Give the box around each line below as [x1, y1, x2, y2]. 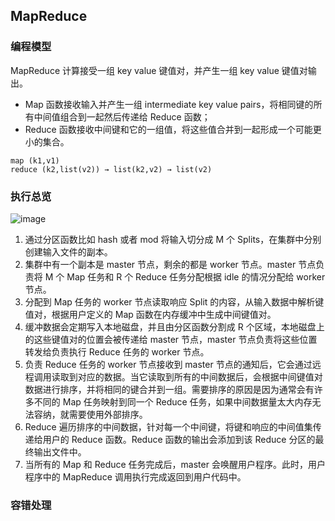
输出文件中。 [33, 445, 87, 458]
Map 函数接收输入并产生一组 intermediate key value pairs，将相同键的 [24, 98, 314, 110]
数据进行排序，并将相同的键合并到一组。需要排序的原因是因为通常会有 [24, 383, 315, 395]
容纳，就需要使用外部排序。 [33, 408, 148, 420]
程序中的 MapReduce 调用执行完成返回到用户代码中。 [24, 470, 247, 483]
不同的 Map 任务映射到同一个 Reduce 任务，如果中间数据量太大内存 [33, 395, 313, 408]
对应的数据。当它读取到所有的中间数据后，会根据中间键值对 [77, 370, 323, 383]
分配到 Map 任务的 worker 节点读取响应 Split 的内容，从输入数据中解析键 [24, 295, 325, 308]
